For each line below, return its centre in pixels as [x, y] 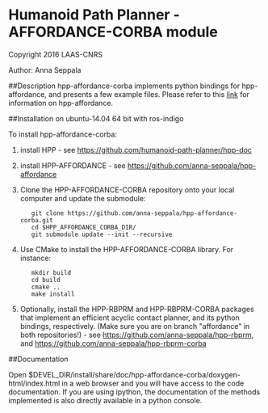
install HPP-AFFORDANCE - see [73, 165]
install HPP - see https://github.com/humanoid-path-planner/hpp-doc [136, 150]
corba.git [37, 220]
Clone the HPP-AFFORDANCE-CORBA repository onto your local [127, 190]
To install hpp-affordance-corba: [63, 134]
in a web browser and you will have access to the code [153, 383]
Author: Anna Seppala [45, 70]
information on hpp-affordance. [61, 103]
